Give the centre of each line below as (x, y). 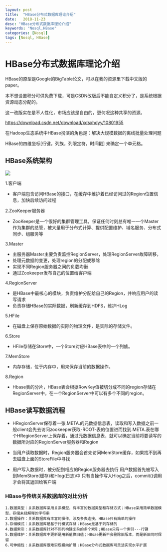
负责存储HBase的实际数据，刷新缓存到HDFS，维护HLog (70, 305)
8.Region (14, 376)
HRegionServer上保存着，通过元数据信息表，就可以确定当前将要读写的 (89, 436)
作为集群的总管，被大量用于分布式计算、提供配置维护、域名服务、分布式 (86, 227)
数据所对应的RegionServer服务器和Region (55, 442)
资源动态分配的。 (23, 102)
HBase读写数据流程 (35, 410)
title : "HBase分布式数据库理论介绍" (41, 14)
